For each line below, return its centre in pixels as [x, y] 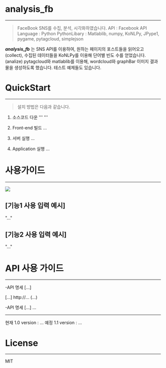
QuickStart [28, 88]
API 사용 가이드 [34, 268]
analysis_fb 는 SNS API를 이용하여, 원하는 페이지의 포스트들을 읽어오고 [75, 49]
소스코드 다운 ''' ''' [30, 117]
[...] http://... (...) [21, 297]
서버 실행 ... [23, 138]
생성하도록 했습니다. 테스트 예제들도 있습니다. [58, 67]
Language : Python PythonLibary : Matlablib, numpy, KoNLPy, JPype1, [88, 34]
